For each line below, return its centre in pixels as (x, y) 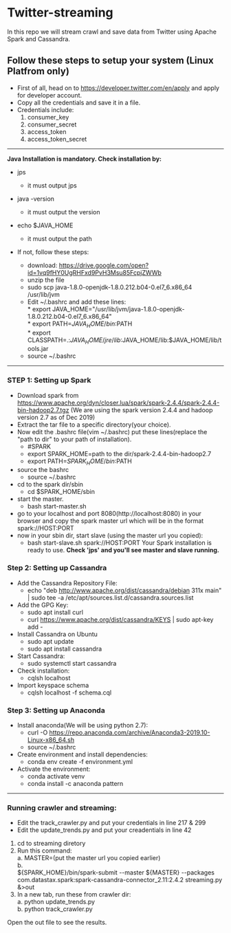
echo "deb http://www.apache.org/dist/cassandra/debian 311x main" (124, 590)
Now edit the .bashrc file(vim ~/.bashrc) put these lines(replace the (112, 431)
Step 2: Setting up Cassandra (57, 568)
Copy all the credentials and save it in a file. (79, 102)
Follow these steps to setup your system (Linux (111, 61)
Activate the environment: (54, 769)
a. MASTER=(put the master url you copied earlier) (89, 858)
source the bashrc (43, 470)
